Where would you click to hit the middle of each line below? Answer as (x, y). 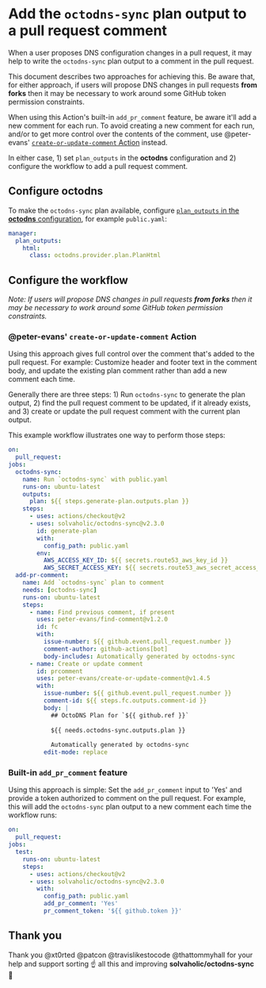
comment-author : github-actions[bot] (106, 649)
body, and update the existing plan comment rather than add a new (118, 371)
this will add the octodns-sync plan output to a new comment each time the (130, 807)
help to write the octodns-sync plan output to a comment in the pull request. (131, 61)
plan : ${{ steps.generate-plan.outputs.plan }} (109, 502)
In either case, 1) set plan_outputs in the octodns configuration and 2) (122, 158)
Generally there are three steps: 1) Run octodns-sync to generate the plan (127, 394)
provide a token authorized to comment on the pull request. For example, (127, 798)
